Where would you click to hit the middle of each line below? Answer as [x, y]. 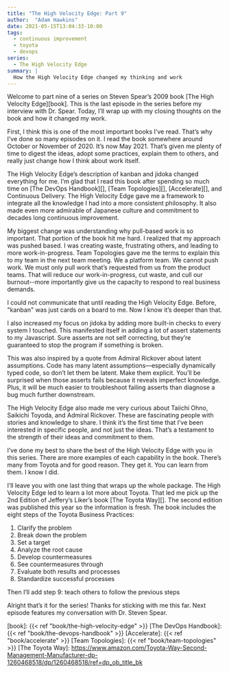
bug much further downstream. [51, 395]
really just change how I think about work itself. [74, 161]
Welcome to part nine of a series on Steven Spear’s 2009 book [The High [110, 97]
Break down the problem [52, 535]
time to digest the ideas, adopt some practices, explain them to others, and [113, 154]
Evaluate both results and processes [69, 572]
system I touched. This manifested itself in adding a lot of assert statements [114, 330]
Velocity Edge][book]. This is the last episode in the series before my [105, 104]
